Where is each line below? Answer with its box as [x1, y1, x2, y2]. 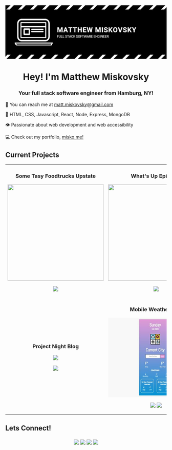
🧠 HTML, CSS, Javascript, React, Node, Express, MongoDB [5, 111, 131, 117]
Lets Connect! [5, 424, 51, 433]
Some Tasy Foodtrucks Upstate [15, 172, 96, 179]
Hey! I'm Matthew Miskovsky [23, 71, 149, 83]
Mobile [130, 305, 147, 313]
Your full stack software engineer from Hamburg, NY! [18, 89, 154, 97]
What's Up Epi [131, 172, 167, 179]
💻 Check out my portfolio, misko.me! [5, 134, 83, 140]
